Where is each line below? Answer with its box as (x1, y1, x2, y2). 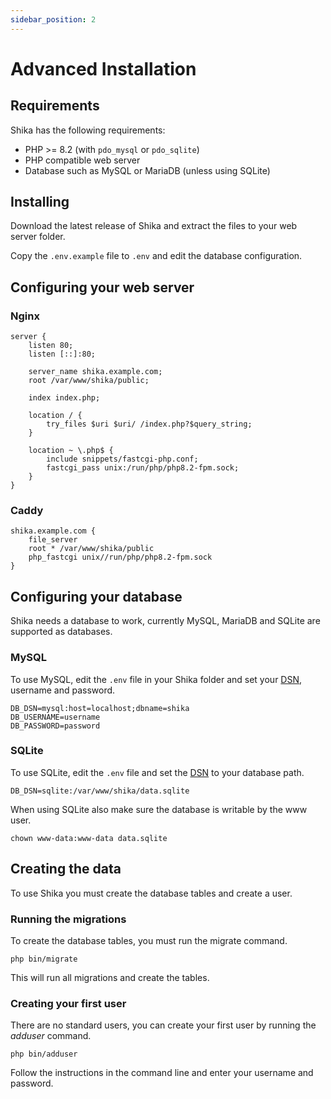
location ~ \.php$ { (28, 446, 114, 456)
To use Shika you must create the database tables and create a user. (10, 887, 293, 899)
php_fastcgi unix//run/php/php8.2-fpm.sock (28, 552, 213, 563)
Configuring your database (10, 588, 183, 605)
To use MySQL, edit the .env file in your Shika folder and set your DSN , (10, 673, 303, 685)
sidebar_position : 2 (10, 14, 97, 25)
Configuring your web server (10, 279, 195, 296)
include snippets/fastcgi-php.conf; (46, 454, 199, 465)
